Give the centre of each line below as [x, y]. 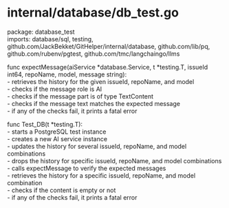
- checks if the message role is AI [55, 89]
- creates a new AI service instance [57, 138]
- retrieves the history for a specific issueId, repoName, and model [101, 175]
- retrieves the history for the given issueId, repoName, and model [101, 81]
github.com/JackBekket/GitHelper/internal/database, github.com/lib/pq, [109, 46]
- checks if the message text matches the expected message [94, 103]
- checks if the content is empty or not [62, 190]
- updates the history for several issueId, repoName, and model [97, 146]
